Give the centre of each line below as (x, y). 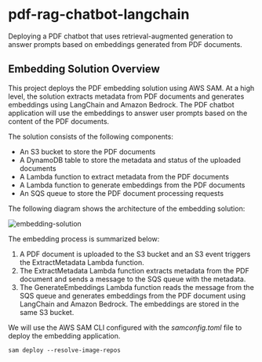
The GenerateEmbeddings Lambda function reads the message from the (137, 287)
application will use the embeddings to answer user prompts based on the (128, 113)
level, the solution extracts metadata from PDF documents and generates (126, 96)
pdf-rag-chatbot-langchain (99, 14)
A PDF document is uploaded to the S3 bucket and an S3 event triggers (135, 254)
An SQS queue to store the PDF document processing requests (122, 193)
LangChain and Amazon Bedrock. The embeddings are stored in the (129, 304)
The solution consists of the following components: (91, 136)
